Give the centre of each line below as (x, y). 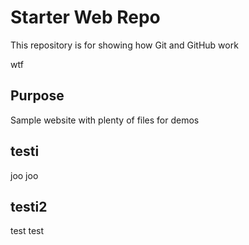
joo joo (24, 175)
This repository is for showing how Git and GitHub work (124, 45)
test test (27, 231)
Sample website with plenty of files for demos (105, 120)
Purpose (37, 96)
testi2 (29, 206)
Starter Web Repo (85, 17)
